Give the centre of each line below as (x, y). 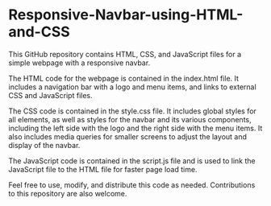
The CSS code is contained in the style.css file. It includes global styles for (132, 111)
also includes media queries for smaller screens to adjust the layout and (128, 136)
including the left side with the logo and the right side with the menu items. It (135, 128)
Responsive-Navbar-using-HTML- (126, 15)
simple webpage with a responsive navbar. (79, 63)
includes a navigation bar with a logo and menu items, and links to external (132, 87)
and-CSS (39, 32)
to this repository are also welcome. (68, 193)
